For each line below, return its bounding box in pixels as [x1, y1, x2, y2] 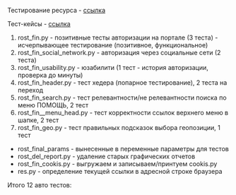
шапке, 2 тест [17, 116, 59, 124]
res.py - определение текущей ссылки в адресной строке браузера [17, 167, 223, 175]
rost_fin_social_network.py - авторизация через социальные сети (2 [17, 49, 221, 57]
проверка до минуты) [17, 71, 83, 79]
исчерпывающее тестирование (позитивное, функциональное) [17, 41, 208, 49]
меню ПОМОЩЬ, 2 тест [17, 101, 89, 109]
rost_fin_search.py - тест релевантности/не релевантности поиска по [17, 93, 228, 102]
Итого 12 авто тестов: [7, 181, 72, 189]
